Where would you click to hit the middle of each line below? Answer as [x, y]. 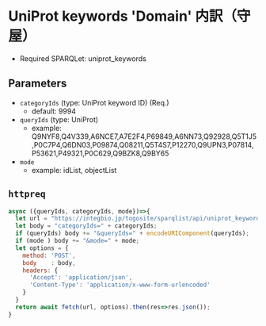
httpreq [27, 194]
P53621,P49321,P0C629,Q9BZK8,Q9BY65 [100, 153]
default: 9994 [54, 111]
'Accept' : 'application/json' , [81, 278]
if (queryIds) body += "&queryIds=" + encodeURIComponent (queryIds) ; [132, 234]
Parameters [38, 84]
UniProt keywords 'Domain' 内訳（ [123, 16]
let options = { [42, 248]
